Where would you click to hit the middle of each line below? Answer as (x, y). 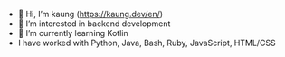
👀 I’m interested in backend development (94, 24)
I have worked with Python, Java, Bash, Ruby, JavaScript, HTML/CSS (147, 43)
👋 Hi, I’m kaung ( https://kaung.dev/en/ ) (90, 14)
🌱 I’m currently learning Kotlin (73, 33)
